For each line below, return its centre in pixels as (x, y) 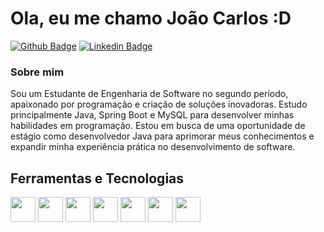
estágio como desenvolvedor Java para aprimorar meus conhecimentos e (162, 136)
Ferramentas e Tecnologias (97, 178)
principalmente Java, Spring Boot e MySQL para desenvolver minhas (152, 115)
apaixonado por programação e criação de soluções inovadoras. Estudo (159, 104)
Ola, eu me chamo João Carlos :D (151, 18)
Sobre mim (37, 72)
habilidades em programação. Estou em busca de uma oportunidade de (158, 126)
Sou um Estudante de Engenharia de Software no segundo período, (149, 94)
